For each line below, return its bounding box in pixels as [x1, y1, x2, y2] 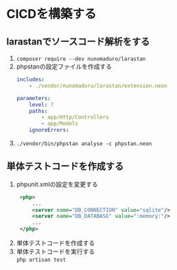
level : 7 [29, 101, 54, 108]
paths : [29, 108, 48, 114]
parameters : [16, 95, 51, 101]
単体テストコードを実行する [16, 247, 95, 256]
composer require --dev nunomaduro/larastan [16, 56, 146, 62]
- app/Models [41, 121, 78, 127]
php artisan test [16, 256, 67, 264]
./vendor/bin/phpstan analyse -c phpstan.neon [16, 140, 152, 147]
